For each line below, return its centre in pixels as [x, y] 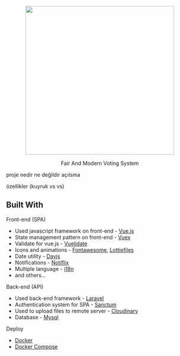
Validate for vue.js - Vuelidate [51, 243]
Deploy [15, 329]
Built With [25, 205]
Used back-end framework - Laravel [59, 298]
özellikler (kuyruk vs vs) [35, 186]
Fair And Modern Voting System [100, 163]
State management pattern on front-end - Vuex [72, 237]
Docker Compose [36, 346]
